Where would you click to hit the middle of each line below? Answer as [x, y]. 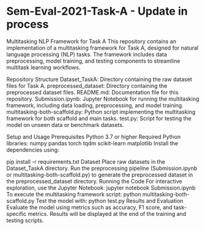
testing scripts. [25, 220]
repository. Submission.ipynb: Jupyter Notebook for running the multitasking [103, 99]
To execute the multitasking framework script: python [74, 194]
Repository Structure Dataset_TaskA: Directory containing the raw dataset [99, 79]
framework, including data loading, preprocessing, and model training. [95, 105]
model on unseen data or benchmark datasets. [65, 125]
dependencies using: [33, 150]
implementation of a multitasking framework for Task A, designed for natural [102, 48]
